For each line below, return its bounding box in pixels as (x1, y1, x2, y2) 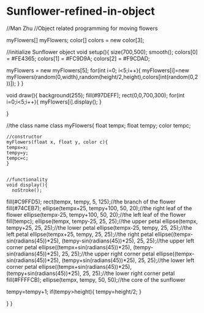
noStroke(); (12, 187, 43, 194)
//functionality (6, 176, 48, 183)
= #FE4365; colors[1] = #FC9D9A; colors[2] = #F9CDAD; (6, 55, 150, 62)
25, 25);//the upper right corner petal (61, 250, 155, 257)
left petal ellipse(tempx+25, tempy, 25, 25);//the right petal (6, 230, 154, 238)
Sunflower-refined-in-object (6, 4, 155, 18)
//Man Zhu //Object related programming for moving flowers (6, 25, 158, 32)
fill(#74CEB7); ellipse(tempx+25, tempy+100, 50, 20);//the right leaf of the (6, 204, 192, 212)
